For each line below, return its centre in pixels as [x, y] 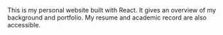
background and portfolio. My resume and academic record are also [107, 17]
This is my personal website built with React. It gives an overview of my [112, 10]
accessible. [24, 25]
